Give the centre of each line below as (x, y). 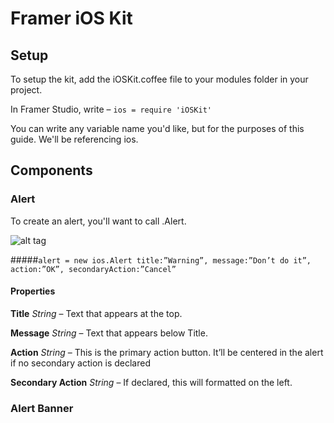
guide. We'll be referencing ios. (74, 139)
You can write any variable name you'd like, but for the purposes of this (157, 128)
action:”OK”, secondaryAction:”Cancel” (93, 269)
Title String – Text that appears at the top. (96, 313)
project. (26, 90)
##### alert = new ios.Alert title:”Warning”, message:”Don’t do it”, (161, 259)
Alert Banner (42, 408)
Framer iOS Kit (71, 18)
